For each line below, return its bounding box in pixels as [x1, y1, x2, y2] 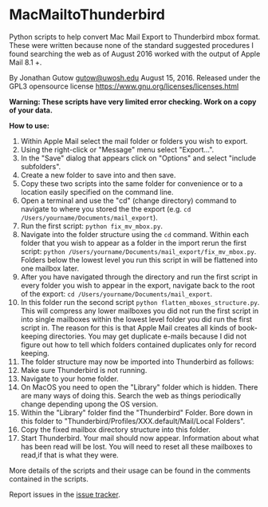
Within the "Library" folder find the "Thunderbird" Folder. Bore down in [20, 407, 254, 417]
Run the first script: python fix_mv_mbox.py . [20, 221, 163, 231]
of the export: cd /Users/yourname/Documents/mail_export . [20, 289, 213, 299]
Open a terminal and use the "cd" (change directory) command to [20, 196, 238, 205]
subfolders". [20, 161, 61, 171]
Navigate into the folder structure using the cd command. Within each [20, 229, 250, 239]
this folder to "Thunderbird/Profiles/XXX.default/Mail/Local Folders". [20, 416, 246, 426]
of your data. [9, 105, 53, 115]
